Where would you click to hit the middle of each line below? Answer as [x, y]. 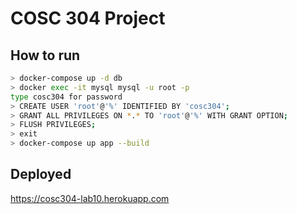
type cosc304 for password [66, 97]
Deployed [41, 174]
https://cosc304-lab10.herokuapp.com [90, 198]
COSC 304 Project [88, 18]
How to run [45, 55]
